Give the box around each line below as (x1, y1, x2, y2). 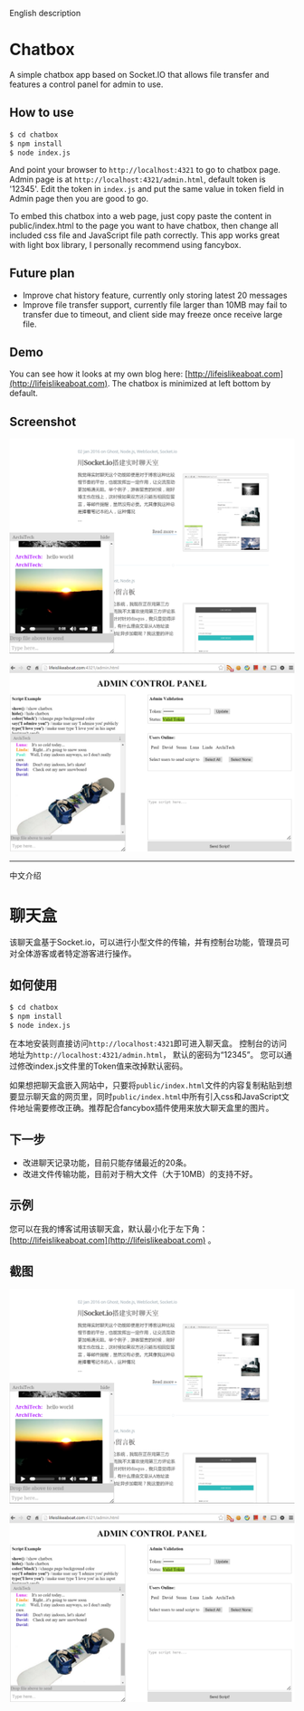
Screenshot (9, 413, 77, 429)
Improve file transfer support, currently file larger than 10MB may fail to (22, 299, 288, 310)
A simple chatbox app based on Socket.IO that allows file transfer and (9, 69, 270, 80)
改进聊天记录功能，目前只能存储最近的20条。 (22, 1157, 192, 1168)
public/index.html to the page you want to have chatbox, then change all (9, 220, 279, 231)
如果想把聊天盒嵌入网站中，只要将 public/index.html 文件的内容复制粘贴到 (9, 1080, 285, 1091)
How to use (9, 105, 74, 120)
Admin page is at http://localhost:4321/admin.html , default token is (9, 174, 266, 185)
